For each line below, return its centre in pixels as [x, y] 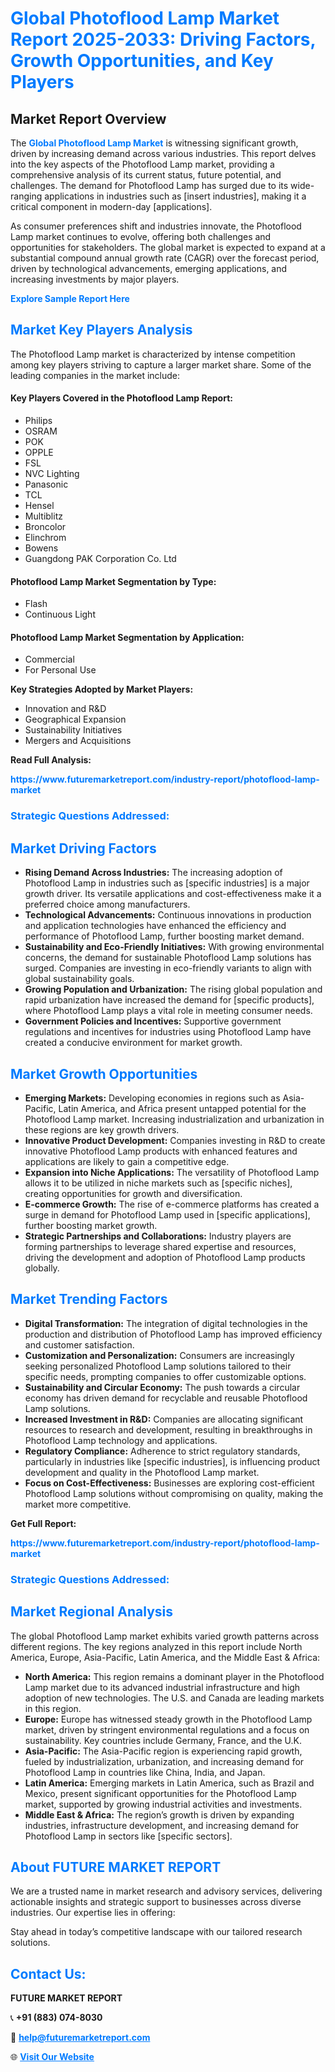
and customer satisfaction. [79, 1344]
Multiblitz [43, 516]
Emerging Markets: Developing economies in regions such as [152, 1098]
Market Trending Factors [89, 1299]
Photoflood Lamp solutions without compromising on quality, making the [174, 1493]
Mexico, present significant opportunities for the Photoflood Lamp [160, 1793]
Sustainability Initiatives [73, 730]
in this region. [53, 1708]
